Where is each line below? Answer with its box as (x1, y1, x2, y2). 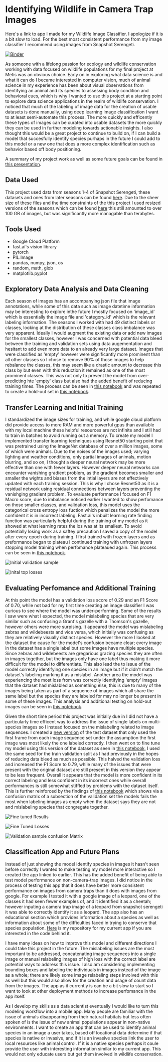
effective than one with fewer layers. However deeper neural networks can (5, 465, 159, 471)
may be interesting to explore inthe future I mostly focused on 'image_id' (5, 309, 155, 315)
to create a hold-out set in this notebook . (5, 389, 90, 395)
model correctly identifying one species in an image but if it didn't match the (5, 666, 163, 672)
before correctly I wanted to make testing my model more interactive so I (5, 866, 155, 872)
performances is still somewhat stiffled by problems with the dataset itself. (5, 783, 159, 789)
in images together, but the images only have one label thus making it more (5, 656, 160, 662)
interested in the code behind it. (5, 930, 71, 936)
